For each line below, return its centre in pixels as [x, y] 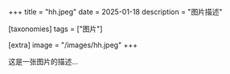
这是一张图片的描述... [43, 62]
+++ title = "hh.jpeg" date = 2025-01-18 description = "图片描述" [115, 12]
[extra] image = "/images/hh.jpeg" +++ [73, 45]
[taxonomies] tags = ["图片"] [55, 29]
